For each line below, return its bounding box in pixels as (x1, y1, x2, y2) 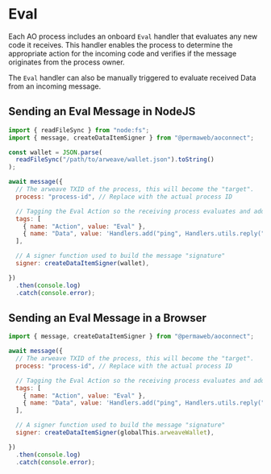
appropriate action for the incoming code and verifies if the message (8, 48, 237, 58)
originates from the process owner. (8, 57, 125, 67)
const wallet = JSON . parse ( (8, 148, 103, 156)
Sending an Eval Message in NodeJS (8, 105, 196, 118)
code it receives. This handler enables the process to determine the (8, 39, 233, 49)
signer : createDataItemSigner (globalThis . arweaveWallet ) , (15, 429, 215, 437)
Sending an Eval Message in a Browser (8, 311, 207, 325)
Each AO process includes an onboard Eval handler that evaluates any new (8, 31, 258, 41)
